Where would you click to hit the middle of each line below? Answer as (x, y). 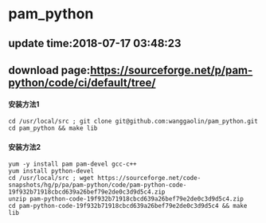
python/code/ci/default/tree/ (82, 82)
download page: (49, 70)
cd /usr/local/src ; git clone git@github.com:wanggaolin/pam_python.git (133, 121)
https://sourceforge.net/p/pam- (172, 70)
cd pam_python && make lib (53, 128)
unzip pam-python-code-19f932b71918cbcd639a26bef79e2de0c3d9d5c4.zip (126, 199)
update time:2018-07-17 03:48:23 (95, 43)
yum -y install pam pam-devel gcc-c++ (72, 164)
